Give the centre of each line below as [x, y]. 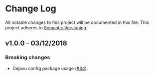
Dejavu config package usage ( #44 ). [50, 68]
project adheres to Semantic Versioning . [46, 27]
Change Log [31, 9]
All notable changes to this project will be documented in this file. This [77, 22]
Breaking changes [28, 58]
